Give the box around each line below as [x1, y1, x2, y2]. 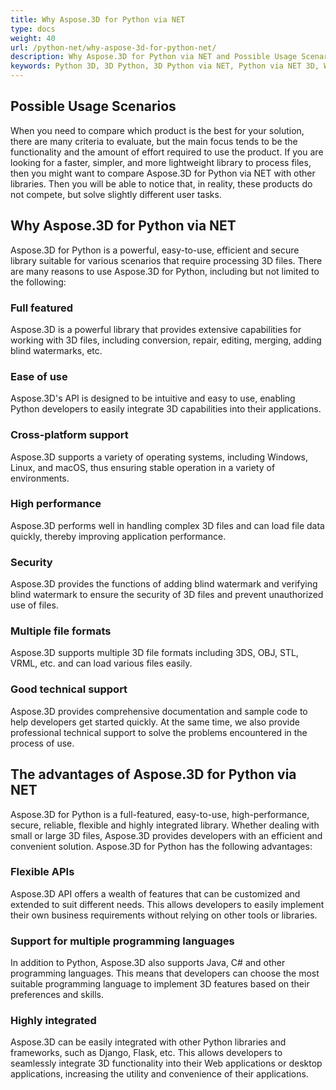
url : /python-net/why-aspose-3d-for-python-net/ [10, 42, 217, 53]
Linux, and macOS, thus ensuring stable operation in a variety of [10, 461, 276, 473]
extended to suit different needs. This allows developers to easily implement [10, 898, 325, 910]
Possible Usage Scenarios [10, 98, 177, 115]
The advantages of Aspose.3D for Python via [10, 766, 297, 783]
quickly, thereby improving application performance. [10, 530, 227, 542]
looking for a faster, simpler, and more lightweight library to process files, [10, 156, 312, 168]
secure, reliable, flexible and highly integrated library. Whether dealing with [10, 819, 320, 831]
